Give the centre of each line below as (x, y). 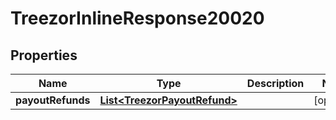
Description (275, 83)
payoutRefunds (53, 100)
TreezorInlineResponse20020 (137, 18)
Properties (44, 55)
